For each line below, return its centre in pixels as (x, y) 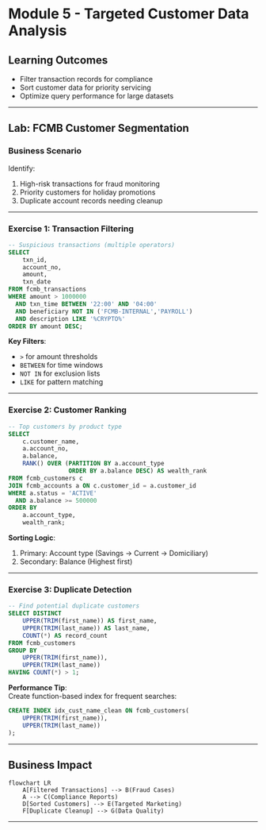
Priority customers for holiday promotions (87, 192)
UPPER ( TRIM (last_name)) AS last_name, (86, 628)
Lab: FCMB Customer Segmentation (99, 128)
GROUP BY (23, 650)
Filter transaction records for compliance (86, 79)
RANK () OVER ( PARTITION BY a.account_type (93, 464)
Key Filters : (27, 342)
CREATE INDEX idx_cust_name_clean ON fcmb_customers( (99, 711)
